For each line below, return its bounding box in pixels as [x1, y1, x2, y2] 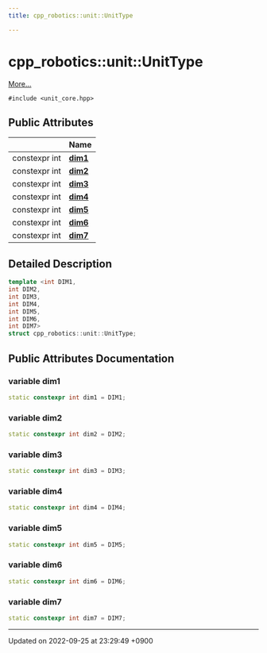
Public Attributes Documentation [8, 351, 175, 365]
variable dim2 [8, 412, 63, 423]
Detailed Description [8, 257, 113, 271]
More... [8, 79, 32, 88]
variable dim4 [8, 486, 63, 497]
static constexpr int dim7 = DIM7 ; [8, 614, 126, 622]
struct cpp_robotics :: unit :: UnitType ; [8, 330, 137, 338]
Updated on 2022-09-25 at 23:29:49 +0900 [8, 636, 153, 645]
